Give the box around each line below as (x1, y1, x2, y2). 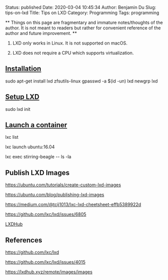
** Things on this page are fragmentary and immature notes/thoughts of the (5, 20, 163, 25)
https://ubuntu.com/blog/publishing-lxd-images (5, 192, 104, 198)
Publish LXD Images (5, 168, 70, 177)
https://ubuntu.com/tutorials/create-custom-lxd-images (5, 182, 121, 188)
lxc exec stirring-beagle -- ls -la (5, 154, 72, 160)
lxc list (5, 134, 19, 140)
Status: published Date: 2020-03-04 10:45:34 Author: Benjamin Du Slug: (5, 5, 156, 10)
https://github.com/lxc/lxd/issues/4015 (5, 259, 86, 265)
